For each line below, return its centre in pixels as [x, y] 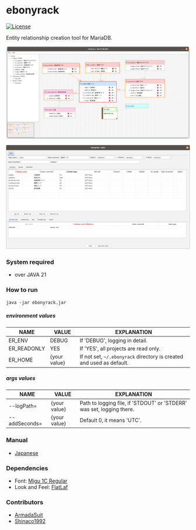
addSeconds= [25, 423]
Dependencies [27, 468]
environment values [31, 315]
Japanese [27, 453]
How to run [22, 290]
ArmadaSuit [29, 515]
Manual [17, 440]
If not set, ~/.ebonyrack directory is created [132, 357]
